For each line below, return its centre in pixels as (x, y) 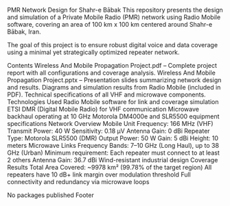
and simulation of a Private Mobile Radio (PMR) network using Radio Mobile (114, 17)
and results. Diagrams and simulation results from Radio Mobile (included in (114, 87)
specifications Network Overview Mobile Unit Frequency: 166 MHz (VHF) (111, 124)
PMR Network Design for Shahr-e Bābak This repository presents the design (115, 10)
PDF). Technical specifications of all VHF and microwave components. (106, 94)
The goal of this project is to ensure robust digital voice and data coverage (113, 45)
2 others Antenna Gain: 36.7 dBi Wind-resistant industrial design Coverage (113, 160)
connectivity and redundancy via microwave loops (78, 182)
